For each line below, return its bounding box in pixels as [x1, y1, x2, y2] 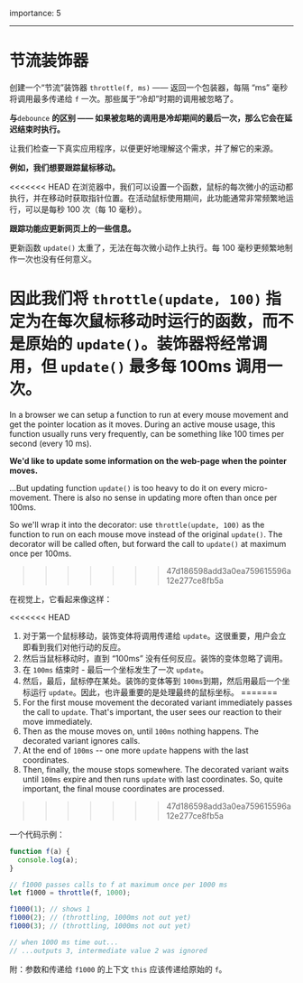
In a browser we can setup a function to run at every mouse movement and [9, 409, 289, 420]
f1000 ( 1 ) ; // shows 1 [9, 904, 91, 914]
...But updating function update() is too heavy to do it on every [9, 482, 242, 493]
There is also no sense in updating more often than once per [52, 492, 278, 503]
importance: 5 [9, 8, 61, 18]
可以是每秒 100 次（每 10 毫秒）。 [24, 203, 147, 215]
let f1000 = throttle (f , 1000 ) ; [9, 888, 131, 897]
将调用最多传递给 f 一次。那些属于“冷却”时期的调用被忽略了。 [9, 93, 239, 104]
